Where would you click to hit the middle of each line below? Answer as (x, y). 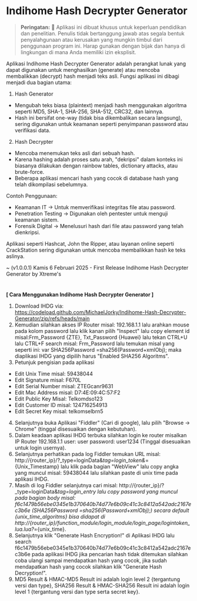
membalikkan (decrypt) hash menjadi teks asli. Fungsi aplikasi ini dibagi (93, 76)
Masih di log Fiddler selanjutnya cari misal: (66, 486)
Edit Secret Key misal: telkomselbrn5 (59, 411)
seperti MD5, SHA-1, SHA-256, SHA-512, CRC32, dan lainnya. (89, 111)
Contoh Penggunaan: (32, 196)
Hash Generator (34, 94)
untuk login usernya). (40, 448)
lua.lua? (24, 529)
